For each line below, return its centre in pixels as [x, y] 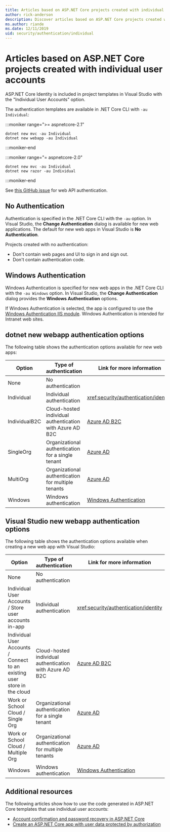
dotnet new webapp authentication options [75, 335]
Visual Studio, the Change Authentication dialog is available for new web [82, 224]
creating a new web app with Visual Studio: [50, 547]
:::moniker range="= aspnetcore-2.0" [44, 157]
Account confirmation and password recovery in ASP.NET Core [79, 819]
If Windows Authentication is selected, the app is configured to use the [79, 308]
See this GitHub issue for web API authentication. [56, 190]
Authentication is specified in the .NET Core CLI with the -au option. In [78, 218]
